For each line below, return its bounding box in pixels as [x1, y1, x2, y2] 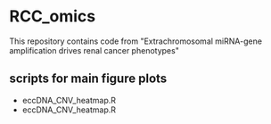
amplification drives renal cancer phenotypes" [9, 45, 180, 55]
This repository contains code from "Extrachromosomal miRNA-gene [9, 36, 263, 46]
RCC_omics [9, 6, 96, 27]
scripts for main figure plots [9, 71, 168, 87]
